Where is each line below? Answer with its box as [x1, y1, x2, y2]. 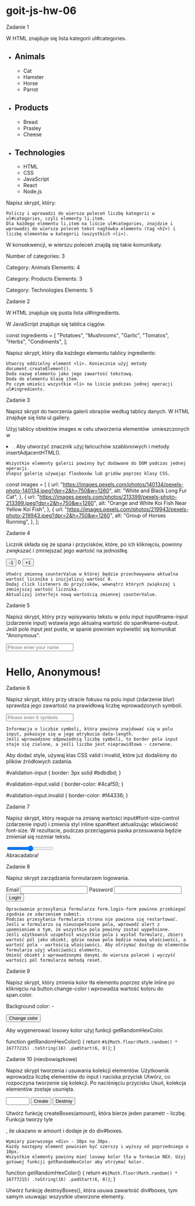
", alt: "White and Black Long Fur [109, 487, 187, 495]
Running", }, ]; [6, 519, 40, 526]
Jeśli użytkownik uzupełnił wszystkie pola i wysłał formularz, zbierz [6, 932, 183, 938]
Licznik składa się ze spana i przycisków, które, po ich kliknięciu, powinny [6, 541, 183, 548]
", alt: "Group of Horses [109, 512, 166, 519]
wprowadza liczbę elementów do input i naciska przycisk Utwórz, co [6, 1073, 171, 1080]
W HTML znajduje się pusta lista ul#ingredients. [6, 309, 120, 316]
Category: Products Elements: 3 [6, 275, 83, 282]
